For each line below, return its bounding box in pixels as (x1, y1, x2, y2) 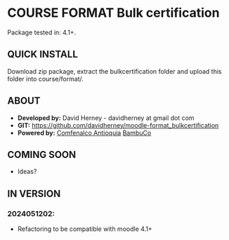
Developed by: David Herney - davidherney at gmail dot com (17, 114, 195, 122)
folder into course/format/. (7, 74, 84, 83)
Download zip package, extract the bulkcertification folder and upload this (7, 67, 222, 75)
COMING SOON (7, 149, 77, 161)
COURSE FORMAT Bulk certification (7, 5, 220, 21)
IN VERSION (7, 187, 61, 199)
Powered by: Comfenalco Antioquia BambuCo (17, 128, 152, 137)
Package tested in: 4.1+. (7, 28, 77, 36)
